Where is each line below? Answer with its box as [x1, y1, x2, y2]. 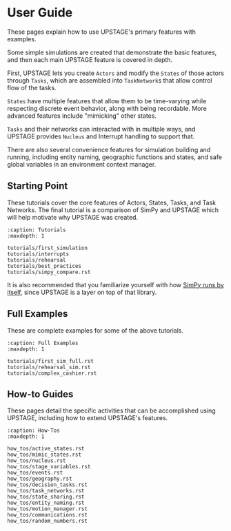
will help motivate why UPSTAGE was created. [7, 213, 139, 221]
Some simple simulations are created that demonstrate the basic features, [7, 48, 217, 56]
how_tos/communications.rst [7, 512, 88, 519]
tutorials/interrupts [7, 250, 70, 258]
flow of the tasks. [7, 83, 57, 92]
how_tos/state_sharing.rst [7, 494, 85, 501]
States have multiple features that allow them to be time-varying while [7, 96, 207, 105]
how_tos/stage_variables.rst [7, 464, 91, 470]
